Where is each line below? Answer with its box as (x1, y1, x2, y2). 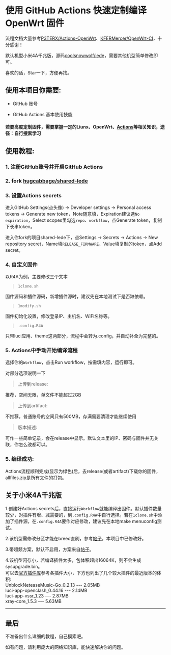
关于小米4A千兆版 (5, 491, 62, 500)
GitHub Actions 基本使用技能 (12, 111, 73, 117)
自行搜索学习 (14, 130, 41, 137)
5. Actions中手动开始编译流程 (5, 347, 78, 354)
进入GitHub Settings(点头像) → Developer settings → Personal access (5, 204, 152, 211)
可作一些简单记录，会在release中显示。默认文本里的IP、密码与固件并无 (5, 435, 154, 441)
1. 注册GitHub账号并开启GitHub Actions (5, 163, 103, 170)
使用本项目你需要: (5, 86, 62, 95)
